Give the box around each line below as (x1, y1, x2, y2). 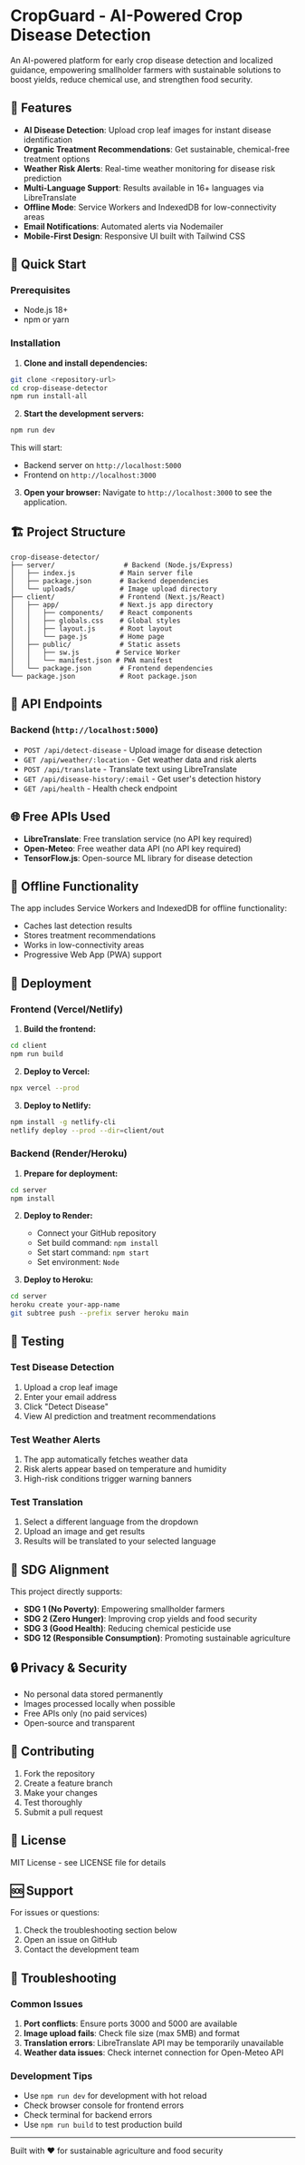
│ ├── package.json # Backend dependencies (10, 577, 209, 586)
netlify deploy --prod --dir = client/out (10, 1126, 166, 1135)
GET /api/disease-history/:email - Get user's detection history (23, 773, 262, 784)
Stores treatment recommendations (23, 930, 157, 941)
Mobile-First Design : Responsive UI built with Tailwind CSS (23, 230, 246, 241)
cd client (10, 1041, 48, 1051)
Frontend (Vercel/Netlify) (10, 1003, 123, 1015)
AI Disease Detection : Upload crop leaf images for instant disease (23, 124, 272, 135)
